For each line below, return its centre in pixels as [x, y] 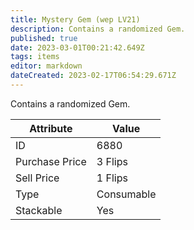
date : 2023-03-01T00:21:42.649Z [77, 47]
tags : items [35, 57]
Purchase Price [51, 161]
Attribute [51, 128]
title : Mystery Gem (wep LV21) [75, 19]
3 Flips [112, 161]
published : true [44, 38]
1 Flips [112, 178]
